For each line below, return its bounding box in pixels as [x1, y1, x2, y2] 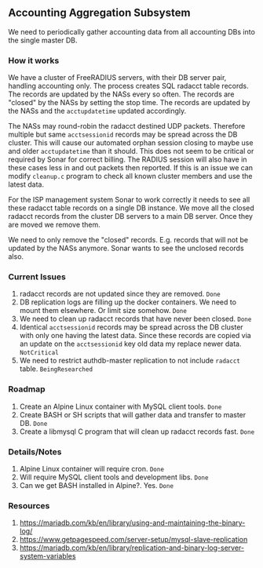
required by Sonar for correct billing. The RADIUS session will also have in [8, 155, 247, 164]
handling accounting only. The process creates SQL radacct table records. [8, 82, 249, 91]
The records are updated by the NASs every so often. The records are [8, 89, 235, 99]
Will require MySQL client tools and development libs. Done [19, 472, 209, 482]
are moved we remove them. [8, 220, 100, 230]
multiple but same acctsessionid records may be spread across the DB [8, 129, 238, 140]
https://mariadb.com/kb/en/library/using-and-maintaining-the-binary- [19, 518, 246, 528]
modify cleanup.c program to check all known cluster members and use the [8, 172, 253, 181]
